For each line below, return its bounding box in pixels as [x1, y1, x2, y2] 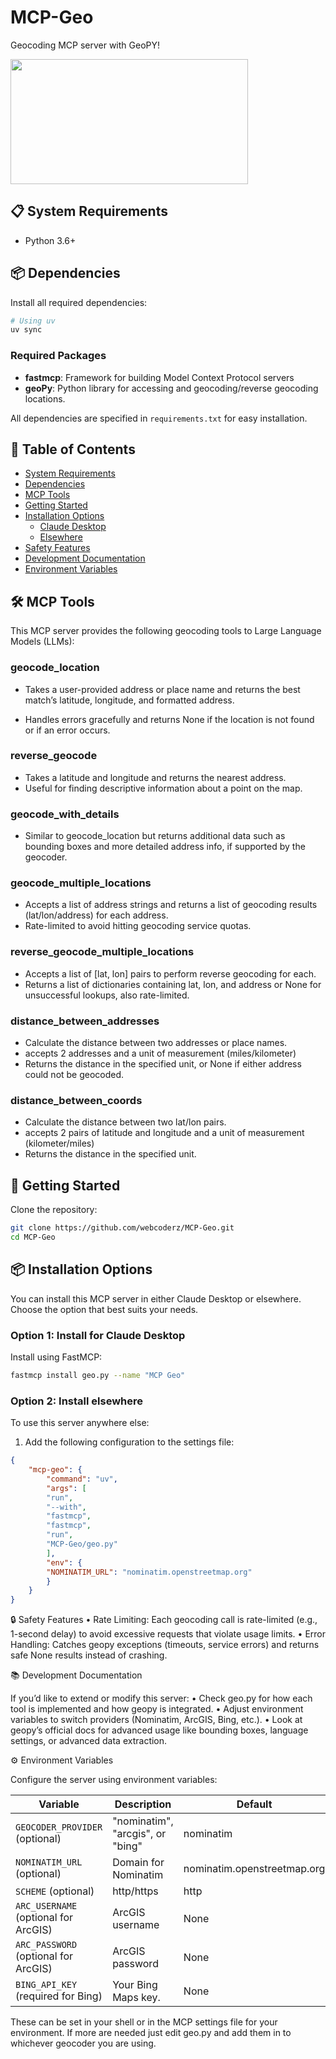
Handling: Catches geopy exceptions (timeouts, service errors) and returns [10, 1639, 320, 1651]
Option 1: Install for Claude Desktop [10, 1328, 186, 1342]
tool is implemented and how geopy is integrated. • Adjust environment [10, 1703, 304, 1715]
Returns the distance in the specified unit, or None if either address [24, 1058, 302, 1070]
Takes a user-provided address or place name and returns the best [24, 683, 301, 695]
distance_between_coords [10, 1093, 143, 1107]
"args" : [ [46, 1483, 87, 1493]
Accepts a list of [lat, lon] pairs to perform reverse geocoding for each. [24, 967, 317, 980]
